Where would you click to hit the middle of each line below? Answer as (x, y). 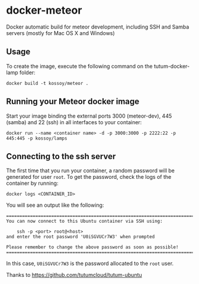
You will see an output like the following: (55, 205)
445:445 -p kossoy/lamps (37, 138)
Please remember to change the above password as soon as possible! (92, 247)
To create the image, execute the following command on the (79, 66)
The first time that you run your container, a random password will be (90, 171)
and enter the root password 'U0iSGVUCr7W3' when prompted (81, 237)
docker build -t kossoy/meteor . (47, 83)
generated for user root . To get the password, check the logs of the (89, 177)
